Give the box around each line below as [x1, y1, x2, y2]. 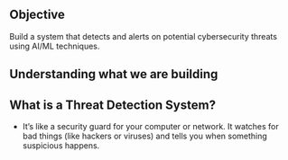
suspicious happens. [22, 140, 100, 151]
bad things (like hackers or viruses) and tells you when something [22, 130, 268, 142]
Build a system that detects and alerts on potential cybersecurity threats [9, 31, 278, 41]
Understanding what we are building [9, 67, 218, 82]
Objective [9, 7, 66, 22]
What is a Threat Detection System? [9, 97, 217, 112]
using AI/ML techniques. [9, 40, 100, 51]
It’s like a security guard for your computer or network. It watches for [22, 121, 280, 132]
